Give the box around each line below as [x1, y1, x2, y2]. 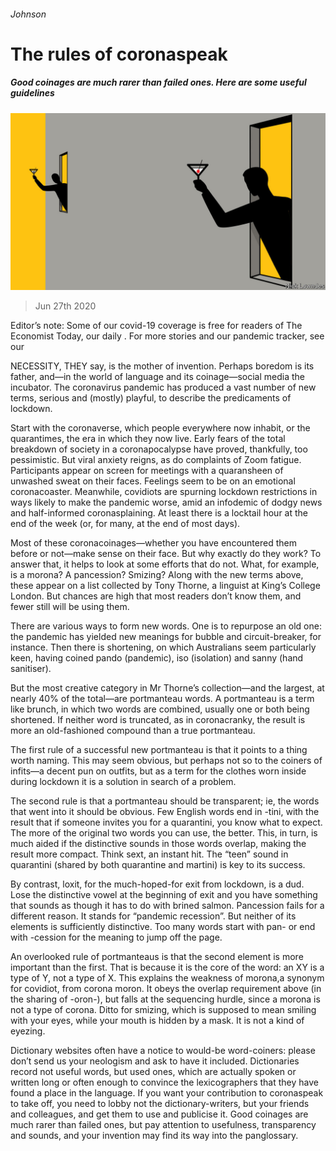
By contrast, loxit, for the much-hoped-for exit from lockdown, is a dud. [10, 878, 305, 890]
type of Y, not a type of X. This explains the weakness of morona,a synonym [10, 972, 325, 984]
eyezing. [10, 1025, 46, 1037]
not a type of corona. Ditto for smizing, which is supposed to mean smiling [10, 1004, 317, 1016]
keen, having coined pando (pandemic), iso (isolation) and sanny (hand [10, 652, 304, 664]
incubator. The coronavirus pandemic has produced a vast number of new [10, 381, 317, 394]
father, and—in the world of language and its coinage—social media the [10, 371, 305, 383]
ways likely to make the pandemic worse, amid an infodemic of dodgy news [10, 496, 323, 509]
